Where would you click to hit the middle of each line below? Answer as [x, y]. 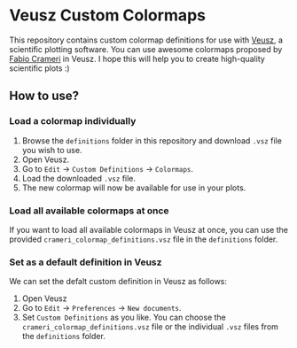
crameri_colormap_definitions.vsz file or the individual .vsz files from [150, 327]
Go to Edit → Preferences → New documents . [102, 308]
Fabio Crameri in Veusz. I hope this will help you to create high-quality [137, 58]
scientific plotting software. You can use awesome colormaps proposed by [146, 49]
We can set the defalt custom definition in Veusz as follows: [118, 282]
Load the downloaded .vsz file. [78, 178]
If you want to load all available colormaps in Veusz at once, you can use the [148, 229]
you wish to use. [52, 150]
